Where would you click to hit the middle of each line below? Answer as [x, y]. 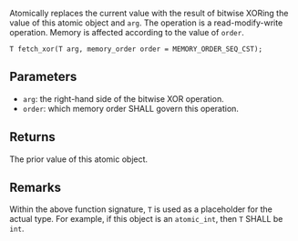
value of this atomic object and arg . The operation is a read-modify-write [146, 23]
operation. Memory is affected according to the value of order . [127, 32]
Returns [33, 137]
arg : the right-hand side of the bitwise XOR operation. [123, 98]
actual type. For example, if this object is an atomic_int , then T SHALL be [146, 219]
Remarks [36, 188]
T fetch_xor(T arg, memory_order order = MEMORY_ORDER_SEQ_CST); [136, 49]
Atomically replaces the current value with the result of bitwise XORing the [149, 13]
